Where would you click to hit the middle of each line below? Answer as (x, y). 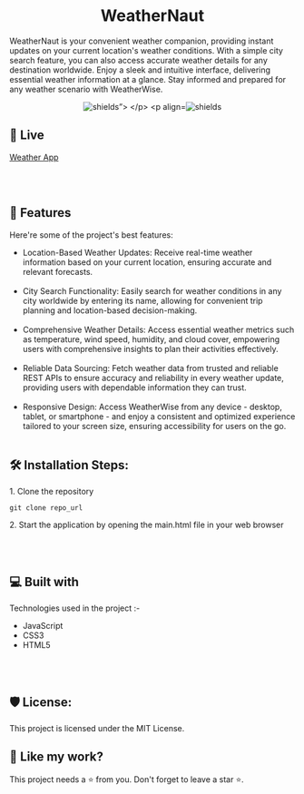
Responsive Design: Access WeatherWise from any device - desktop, (152, 407)
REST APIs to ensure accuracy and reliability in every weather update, (153, 377)
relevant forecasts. (58, 271)
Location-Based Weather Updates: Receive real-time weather (137, 252)
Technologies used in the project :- (75, 608)
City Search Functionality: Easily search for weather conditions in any (152, 290)
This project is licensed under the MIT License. (97, 728)
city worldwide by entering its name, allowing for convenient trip (142, 300)
